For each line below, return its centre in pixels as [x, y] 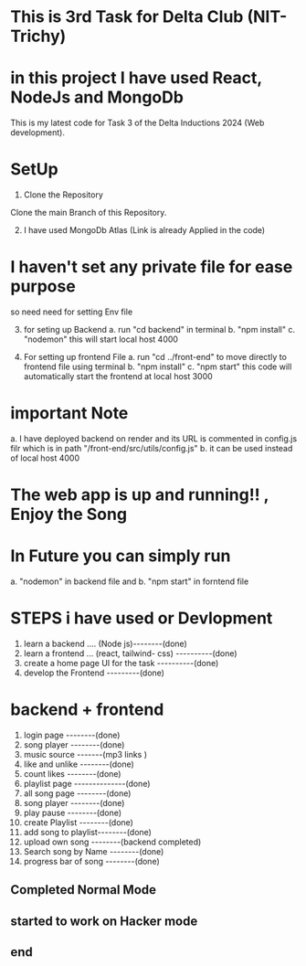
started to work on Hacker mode [104, 921]
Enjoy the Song [69, 515]
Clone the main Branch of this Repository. [89, 213]
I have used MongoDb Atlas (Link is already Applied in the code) [144, 230]
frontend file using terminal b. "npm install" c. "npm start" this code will [158, 366]
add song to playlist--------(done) [87, 832]
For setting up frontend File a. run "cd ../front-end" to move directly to [155, 357]
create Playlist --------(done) [78, 822]
